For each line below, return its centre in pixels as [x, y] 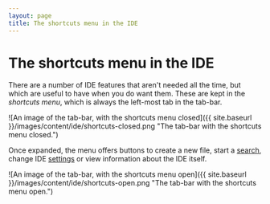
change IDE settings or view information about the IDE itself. [108, 159]
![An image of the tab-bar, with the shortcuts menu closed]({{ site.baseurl [130, 118]
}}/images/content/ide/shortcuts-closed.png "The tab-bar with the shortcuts [135, 126]
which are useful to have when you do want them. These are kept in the [127, 94]
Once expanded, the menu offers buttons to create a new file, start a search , [135, 150]
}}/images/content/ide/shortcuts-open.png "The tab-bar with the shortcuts [133, 183]
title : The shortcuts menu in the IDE [73, 23]
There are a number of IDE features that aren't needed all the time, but [125, 85]
